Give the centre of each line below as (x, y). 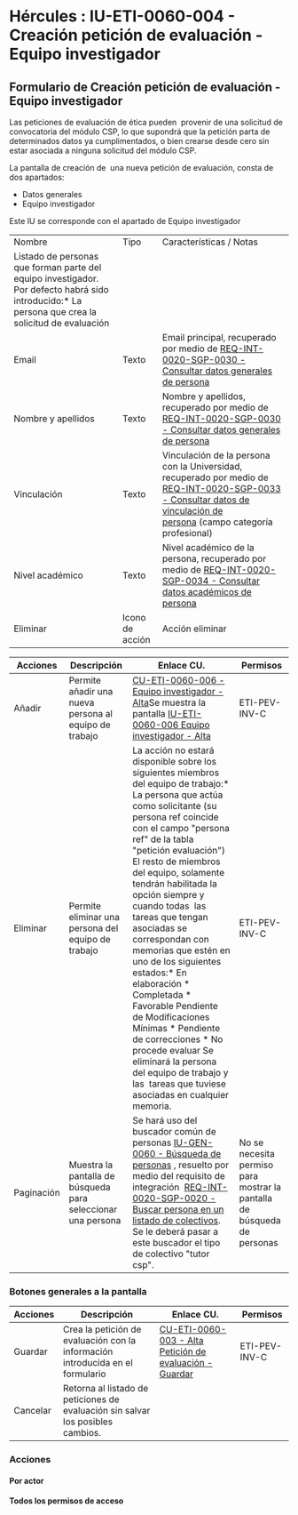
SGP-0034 (186, 581)
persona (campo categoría (218, 522)
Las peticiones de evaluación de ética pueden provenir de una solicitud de (146, 122)
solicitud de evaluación (62, 323)
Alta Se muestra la (169, 702)
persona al (91, 713)
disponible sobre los (175, 762)
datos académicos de (208, 592)
